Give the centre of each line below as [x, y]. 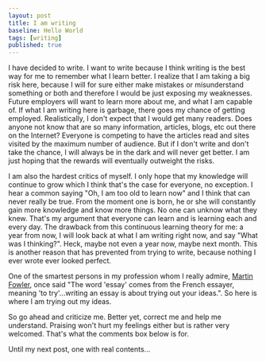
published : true [35, 45]
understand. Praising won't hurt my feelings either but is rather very [119, 325]
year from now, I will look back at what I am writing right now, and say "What [133, 235]
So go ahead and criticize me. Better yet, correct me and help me [115, 317]
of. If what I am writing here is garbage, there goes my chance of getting [127, 110]
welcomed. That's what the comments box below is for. [98, 334]
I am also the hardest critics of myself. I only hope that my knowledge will [128, 177]
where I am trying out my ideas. [60, 302]
